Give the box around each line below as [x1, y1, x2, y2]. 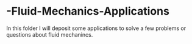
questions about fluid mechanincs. [6, 31, 93, 38]
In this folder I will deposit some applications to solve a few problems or [6, 24, 187, 32]
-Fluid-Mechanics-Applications [6, 4, 169, 18]
